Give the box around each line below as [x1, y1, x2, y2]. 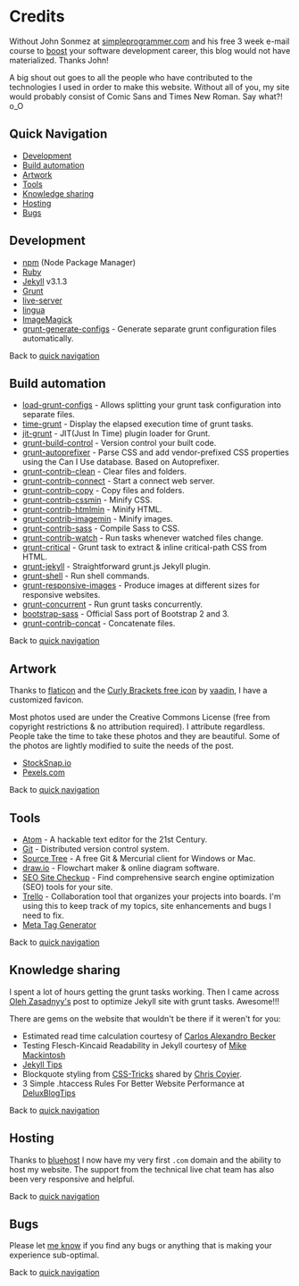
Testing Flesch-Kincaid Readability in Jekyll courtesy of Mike [21, 1039, 247, 1051]
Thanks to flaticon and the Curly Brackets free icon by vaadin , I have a [9, 685, 268, 696]
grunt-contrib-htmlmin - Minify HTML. [21, 504, 162, 515]
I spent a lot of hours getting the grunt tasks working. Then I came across [9, 986, 279, 997]
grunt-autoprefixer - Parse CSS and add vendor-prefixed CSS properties [21, 447, 290, 458]
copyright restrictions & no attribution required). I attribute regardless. [9, 721, 266, 732]
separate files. [21, 409, 76, 420]
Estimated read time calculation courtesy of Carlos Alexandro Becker [21, 1030, 277, 1041]
